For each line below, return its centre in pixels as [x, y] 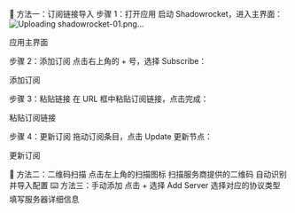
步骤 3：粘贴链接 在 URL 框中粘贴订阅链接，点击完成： [109, 99]
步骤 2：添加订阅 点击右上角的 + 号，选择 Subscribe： [108, 61]
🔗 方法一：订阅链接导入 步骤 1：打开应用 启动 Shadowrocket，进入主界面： [146, 14]
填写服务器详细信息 [44, 199]
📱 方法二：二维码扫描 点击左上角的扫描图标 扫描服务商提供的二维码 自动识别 [148, 174]
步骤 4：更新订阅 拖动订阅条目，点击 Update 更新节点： [111, 136]
